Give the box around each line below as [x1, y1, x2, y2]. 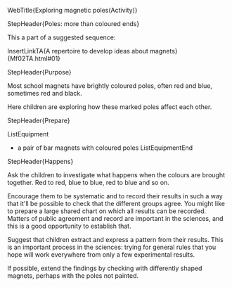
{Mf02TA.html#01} [7, 54, 61, 63]
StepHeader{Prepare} [7, 116, 70, 125]
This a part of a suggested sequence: [7, 33, 116, 42]
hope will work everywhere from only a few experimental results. [7, 250, 195, 259]
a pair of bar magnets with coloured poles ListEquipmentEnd [17, 143, 193, 152]
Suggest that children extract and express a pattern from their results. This [7, 236, 224, 243]
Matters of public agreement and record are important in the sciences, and [7, 215, 224, 222]
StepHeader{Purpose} [7, 68, 72, 76]
